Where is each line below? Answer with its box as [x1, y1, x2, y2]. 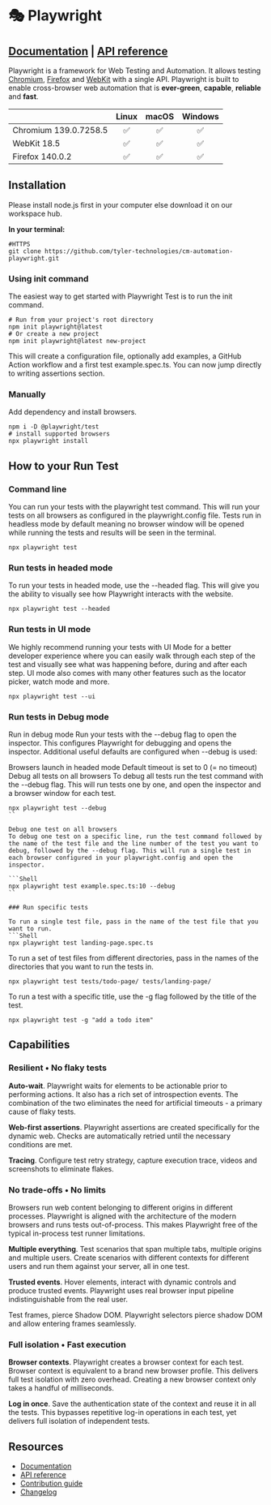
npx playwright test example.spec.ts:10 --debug [8, 882, 176, 890]
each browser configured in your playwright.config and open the [8, 854, 233, 862]
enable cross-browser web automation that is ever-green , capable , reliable [8, 83, 261, 92]
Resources [8, 1439, 64, 1453]
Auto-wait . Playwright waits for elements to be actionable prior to [8, 1081, 228, 1090]
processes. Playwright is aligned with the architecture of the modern [8, 1210, 237, 1221]
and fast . [8, 92, 39, 101]
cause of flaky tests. [8, 1107, 77, 1116]
